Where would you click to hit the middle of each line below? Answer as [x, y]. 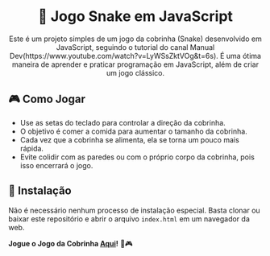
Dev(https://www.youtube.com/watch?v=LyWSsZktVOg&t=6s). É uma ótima [135, 56]
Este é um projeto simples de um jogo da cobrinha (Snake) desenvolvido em [135, 39]
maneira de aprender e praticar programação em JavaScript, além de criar [135, 64]
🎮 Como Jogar [47, 99]
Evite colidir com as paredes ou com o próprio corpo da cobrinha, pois [137, 157]
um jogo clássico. [135, 72]
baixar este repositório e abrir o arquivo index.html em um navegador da [129, 219]
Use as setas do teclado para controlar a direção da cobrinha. [123, 122]
